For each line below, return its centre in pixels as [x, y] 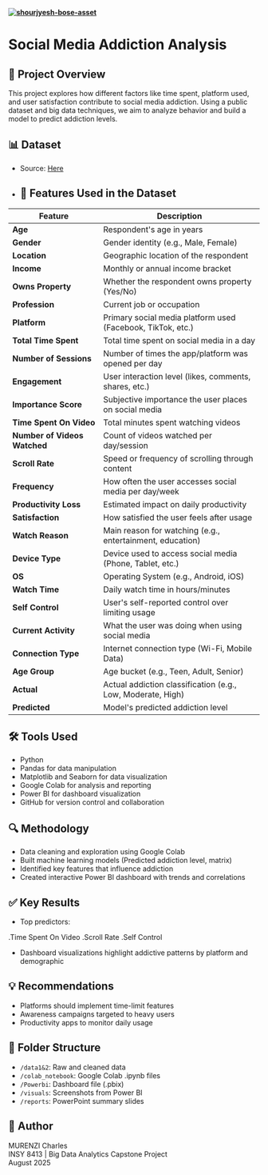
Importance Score [47, 404]
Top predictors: [45, 922]
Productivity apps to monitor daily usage [86, 1022]
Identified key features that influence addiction [97, 869]
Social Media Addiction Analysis [118, 45]
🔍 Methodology [49, 828]
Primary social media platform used [169, 318]
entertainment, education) [152, 540]
